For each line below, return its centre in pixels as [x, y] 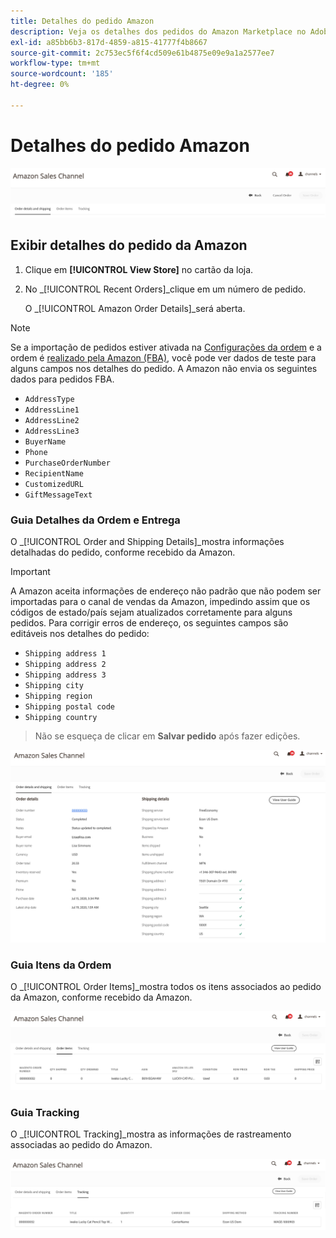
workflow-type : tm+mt [55, 63]
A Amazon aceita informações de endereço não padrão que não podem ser [166, 591]
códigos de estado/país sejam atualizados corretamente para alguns [151, 612]
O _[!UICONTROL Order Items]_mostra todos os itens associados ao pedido [166, 987]
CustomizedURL [54, 484]
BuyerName [45, 441]
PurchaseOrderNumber [67, 463]
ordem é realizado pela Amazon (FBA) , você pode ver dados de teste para [163, 357]
